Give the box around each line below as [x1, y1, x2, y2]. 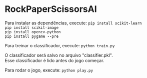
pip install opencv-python [4, 29, 61, 34]
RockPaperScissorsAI [4, 3, 97, 15]
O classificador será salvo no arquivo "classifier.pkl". [4, 52, 113, 58]
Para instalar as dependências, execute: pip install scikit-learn [4, 20, 142, 26]
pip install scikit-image [4, 25, 58, 30]
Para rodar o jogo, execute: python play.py [4, 67, 93, 73]
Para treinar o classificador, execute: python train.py [4, 42, 115, 48]
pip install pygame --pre [4, 34, 58, 39]
